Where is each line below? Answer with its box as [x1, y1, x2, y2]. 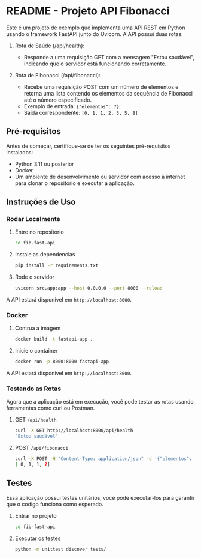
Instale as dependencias [14, 251, 75, 258]
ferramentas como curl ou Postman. [6, 404, 95, 412]
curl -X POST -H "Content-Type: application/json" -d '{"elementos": [14, 456, 193, 462]
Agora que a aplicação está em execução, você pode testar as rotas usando [6, 398, 194, 405]
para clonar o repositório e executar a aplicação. [14, 179, 135, 187]
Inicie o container [14, 347, 58, 354]
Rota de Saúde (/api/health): [14, 42, 85, 49]
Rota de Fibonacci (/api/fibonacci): [14, 71, 100, 79]
